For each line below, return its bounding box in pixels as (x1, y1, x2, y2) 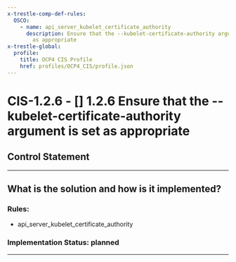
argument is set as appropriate (7, 123, 190, 139)
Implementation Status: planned (7, 237, 119, 247)
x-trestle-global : (7, 43, 61, 50)
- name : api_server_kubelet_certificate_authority (20, 23, 171, 30)
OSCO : (13, 17, 30, 24)
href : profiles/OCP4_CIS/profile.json (20, 63, 133, 70)
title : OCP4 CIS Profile (20, 56, 93, 63)
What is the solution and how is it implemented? (7, 183, 221, 195)
